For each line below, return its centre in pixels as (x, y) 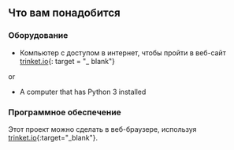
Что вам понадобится (64, 13)
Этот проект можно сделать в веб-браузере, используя (102, 129)
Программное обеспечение (65, 112)
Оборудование (38, 36)
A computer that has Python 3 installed (83, 92)
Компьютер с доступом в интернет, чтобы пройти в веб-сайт (123, 52)
